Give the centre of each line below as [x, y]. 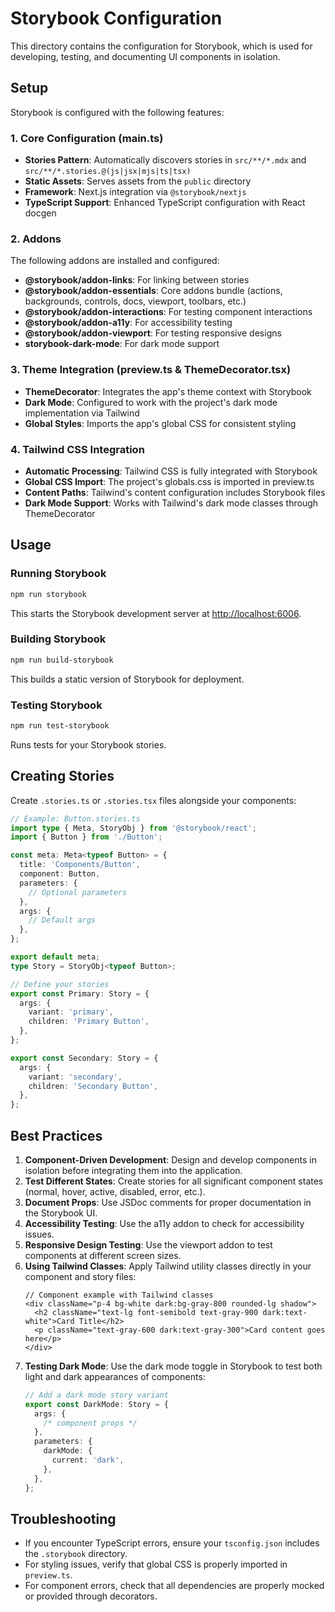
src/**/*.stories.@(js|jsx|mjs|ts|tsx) [108, 172]
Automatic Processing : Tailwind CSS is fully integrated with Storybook [171, 471]
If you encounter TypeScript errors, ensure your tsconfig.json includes [172, 1543]
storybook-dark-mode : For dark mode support [122, 344]
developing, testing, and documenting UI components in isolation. [145, 56]
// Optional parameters [78, 892]
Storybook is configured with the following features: [117, 112]
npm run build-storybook [62, 660]
